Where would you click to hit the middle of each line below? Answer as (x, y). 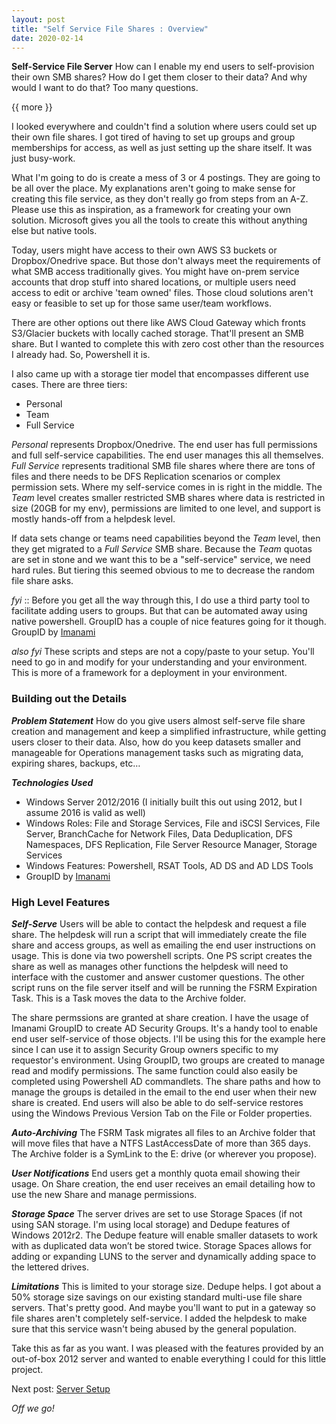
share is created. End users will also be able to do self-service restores (157, 1102)
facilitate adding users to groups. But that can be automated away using (159, 611)
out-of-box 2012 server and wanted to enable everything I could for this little (169, 1358)
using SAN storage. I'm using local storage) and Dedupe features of (151, 1224)
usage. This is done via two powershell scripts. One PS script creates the (162, 955)
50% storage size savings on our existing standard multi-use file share (157, 1297)
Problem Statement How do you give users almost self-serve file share (158, 720)
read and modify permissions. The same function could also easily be (154, 1070)
